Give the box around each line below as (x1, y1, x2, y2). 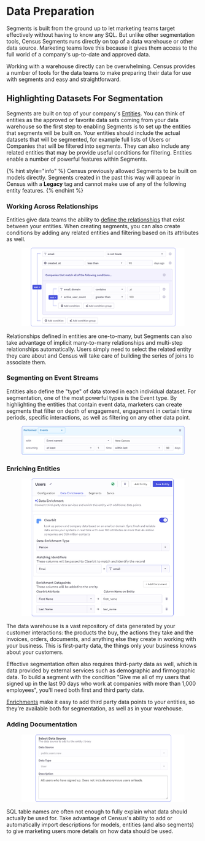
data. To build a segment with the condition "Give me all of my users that (6, 674, 190, 681)
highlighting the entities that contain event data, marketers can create (6, 401, 182, 408)
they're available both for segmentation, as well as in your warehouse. (6, 705, 184, 712)
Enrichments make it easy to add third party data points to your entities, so (6, 698, 195, 706)
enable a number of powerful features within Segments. (6, 155, 147, 163)
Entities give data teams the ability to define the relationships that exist (6, 216, 185, 223)
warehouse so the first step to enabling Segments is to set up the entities (6, 123, 191, 130)
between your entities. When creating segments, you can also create (6, 223, 180, 230)
